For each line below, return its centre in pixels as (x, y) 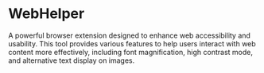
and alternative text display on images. (72, 60)
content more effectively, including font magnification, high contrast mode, (130, 52)
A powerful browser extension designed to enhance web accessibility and (129, 35)
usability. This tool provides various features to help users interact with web (132, 43)
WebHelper (47, 14)
